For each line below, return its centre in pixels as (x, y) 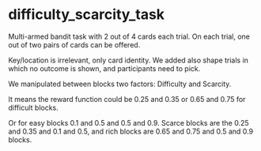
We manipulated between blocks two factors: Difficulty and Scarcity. (120, 84)
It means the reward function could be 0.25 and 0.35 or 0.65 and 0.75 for (127, 99)
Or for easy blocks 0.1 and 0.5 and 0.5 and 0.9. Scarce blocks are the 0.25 (129, 123)
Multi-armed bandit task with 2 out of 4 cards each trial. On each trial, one (129, 36)
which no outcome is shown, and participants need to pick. (104, 68)
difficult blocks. (34, 108)
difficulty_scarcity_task (86, 15)
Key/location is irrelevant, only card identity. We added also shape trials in (129, 60)
